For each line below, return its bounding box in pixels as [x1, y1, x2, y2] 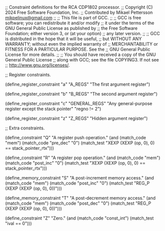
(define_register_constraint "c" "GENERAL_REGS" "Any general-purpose [5, 101, 152, 106]
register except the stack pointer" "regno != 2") [5, 106, 101, 112]
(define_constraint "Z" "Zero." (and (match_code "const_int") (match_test [5, 215, 154, 221]
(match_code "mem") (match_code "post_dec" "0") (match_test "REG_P [5, 200, 152, 206]
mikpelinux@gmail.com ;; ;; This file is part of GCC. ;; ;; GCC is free [5, 15, 142, 20]
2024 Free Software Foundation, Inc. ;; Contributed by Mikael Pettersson [5, 9, 153, 15]
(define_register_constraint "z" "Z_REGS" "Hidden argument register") [5, 115, 148, 121]
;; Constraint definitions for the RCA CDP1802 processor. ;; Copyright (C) [5, 4, 153, 10]
